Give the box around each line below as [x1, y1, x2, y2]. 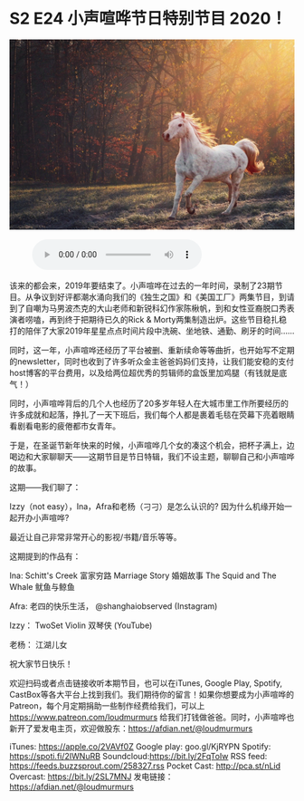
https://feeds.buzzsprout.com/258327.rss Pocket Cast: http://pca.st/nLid [9, 760, 281, 771]
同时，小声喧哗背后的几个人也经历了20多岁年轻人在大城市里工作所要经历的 [9, 398, 290, 409]
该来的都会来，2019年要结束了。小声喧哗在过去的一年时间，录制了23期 [9, 280, 275, 291]
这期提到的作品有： [9, 550, 81, 562]
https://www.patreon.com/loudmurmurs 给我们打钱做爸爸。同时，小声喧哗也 [9, 711, 295, 722]
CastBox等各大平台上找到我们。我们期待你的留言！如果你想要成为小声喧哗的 [9, 689, 294, 700]
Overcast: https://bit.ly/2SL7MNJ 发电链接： [9, 771, 174, 782]
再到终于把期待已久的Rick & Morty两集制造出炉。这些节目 [48, 314, 264, 324]
